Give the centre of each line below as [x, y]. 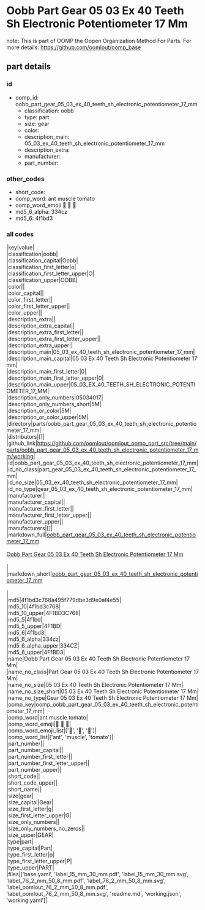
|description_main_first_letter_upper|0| [55, 378]
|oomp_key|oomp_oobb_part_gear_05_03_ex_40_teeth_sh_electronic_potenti [102, 705]
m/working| [21, 457]
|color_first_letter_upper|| [38, 306]
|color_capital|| [25, 293]
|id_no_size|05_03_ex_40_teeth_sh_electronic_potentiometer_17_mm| [92, 482]
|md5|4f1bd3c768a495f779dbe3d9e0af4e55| [64, 600]
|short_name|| [24, 790]
